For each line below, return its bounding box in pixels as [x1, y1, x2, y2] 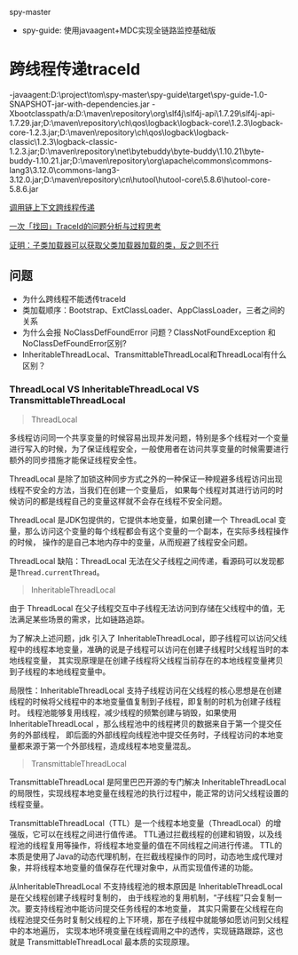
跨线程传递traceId [9, 60, 141, 80]
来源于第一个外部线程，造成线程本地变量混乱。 [24, 741, 196, 752]
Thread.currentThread [17, 569, 98, 577]
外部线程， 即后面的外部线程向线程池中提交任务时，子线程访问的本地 [24, 729, 276, 740]
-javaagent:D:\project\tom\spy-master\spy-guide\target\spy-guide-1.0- [9, 89, 268, 99]
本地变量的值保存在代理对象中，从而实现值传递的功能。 [55, 863, 258, 873]
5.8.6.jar [9, 183, 39, 194]
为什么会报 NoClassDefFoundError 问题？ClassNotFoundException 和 [21, 327, 277, 338]
